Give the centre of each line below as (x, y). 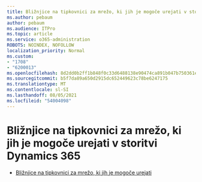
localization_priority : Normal (46, 51)
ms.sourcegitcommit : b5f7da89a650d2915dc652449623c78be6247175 (88, 78)
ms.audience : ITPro (31, 28)
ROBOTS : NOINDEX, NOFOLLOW (40, 45)
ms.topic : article (30, 34)
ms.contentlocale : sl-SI (38, 90)
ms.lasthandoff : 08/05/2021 (42, 95)
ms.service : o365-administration (49, 40)
